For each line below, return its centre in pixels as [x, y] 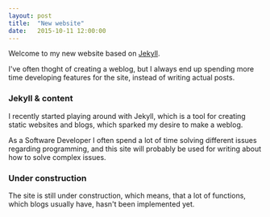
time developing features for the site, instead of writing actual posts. [122, 78]
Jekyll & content [41, 99]
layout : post [30, 16]
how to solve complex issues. [57, 157]
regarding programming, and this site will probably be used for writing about [135, 149]
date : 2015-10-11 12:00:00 [57, 31]
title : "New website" [46, 23]
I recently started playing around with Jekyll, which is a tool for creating [127, 116]
